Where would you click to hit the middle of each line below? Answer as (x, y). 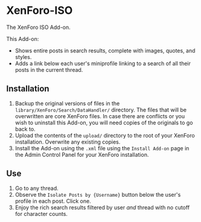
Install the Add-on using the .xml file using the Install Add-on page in (102, 148)
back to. (25, 129)
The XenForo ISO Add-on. (38, 27)
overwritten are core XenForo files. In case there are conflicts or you (100, 116)
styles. (23, 57)
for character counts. (41, 214)
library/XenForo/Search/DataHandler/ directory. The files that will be (101, 110)
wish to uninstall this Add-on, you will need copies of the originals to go (104, 122)
